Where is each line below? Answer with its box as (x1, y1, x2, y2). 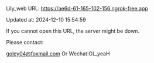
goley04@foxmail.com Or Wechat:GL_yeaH (6, 50, 110, 57)
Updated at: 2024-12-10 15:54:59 (6, 16, 86, 23)
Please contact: (6, 39, 44, 45)
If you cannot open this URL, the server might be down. (6, 27, 139, 34)
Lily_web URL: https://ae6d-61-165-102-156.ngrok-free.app (6, 5, 148, 12)
